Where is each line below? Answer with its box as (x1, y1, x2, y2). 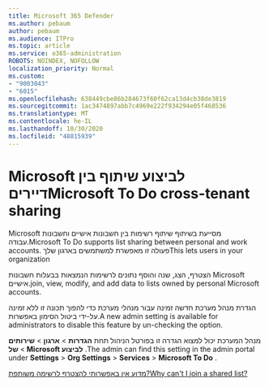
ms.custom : (8, 72, 45, 80)
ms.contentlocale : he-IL (8, 117, 92, 125)
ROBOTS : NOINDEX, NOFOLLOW (8, 57, 100, 66)
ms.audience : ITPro (8, 34, 75, 43)
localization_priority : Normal (8, 65, 114, 73)
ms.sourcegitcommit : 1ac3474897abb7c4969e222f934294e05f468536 (8, 102, 227, 110)
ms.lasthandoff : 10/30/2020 (8, 125, 104, 133)
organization (8, 254, 50, 264)
